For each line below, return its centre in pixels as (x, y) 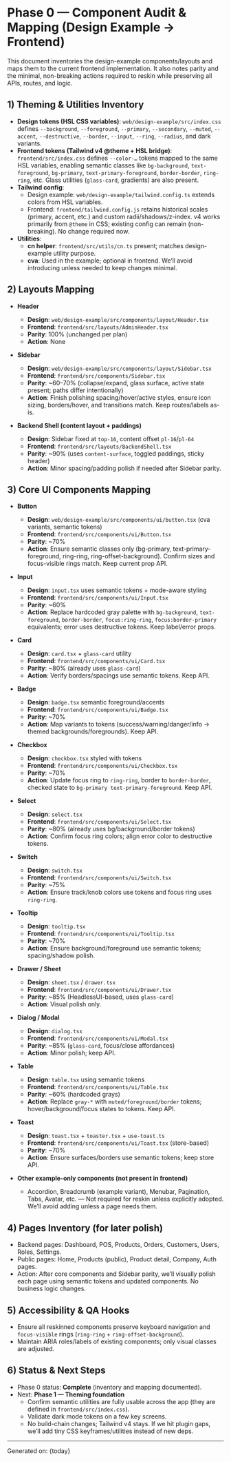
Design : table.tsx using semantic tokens (86, 1079)
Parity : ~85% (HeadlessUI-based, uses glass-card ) (100, 997)
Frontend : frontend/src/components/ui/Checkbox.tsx (102, 766)
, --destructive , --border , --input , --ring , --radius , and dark (123, 136)
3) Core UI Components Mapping (79, 490)
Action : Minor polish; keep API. (71, 1053)
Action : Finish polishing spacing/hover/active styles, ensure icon (119, 397)
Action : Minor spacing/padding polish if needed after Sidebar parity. (124, 468)
